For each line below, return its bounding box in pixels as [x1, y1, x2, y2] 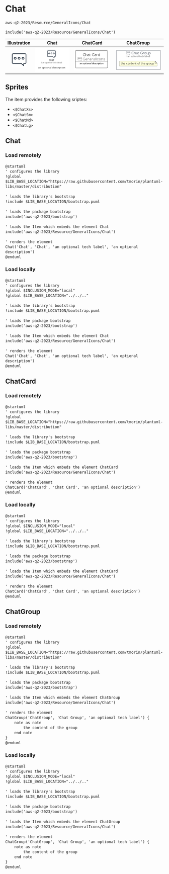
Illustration [7, 40, 31, 46]
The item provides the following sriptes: [5, 96, 88, 102]
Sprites [5, 83, 29, 92]
